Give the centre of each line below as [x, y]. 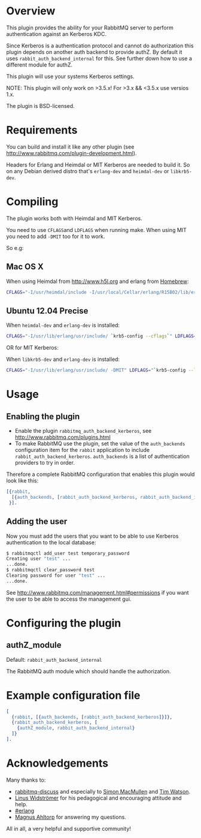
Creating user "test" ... [38, 559]
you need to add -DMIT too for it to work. [56, 236]
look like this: [22, 481]
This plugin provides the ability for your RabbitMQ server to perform [90, 28]
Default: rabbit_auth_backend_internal [54, 659]
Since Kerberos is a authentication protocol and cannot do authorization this [100, 46]
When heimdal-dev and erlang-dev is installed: [63, 325]
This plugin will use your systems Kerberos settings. [70, 76]
